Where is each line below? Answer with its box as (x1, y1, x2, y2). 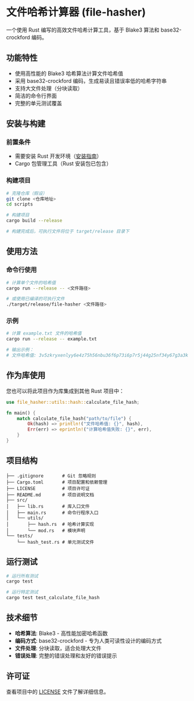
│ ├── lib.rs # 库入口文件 (6, 503, 90, 509)
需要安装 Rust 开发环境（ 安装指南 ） (14, 152, 102, 160)
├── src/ (6, 497, 28, 503)
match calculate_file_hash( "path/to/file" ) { (17, 415, 132, 422)
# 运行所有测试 (6, 573, 39, 579)
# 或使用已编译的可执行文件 (6, 296, 65, 302)
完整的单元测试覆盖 (14, 99, 62, 107)
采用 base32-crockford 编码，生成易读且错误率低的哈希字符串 (14, 77, 167, 84)
